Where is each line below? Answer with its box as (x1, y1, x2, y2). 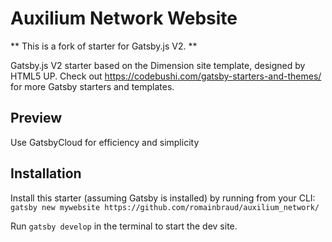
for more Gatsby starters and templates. (10, 80, 175, 92)
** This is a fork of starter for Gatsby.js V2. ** (10, 40, 198, 52)
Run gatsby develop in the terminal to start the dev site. (10, 220, 238, 232)
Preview (10, 110, 63, 127)
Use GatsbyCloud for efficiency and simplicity (10, 136, 200, 148)
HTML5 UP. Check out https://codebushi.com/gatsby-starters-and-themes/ (10, 70, 322, 82)
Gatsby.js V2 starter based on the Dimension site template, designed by (10, 59, 306, 71)
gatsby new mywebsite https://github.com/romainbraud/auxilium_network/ (10, 202, 320, 212)
